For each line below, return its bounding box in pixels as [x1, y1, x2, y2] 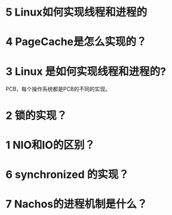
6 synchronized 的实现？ [5, 168, 130, 181]
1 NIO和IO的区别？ [5, 138, 95, 152]
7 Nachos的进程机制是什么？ [5, 198, 148, 211]
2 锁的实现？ [5, 109, 67, 122]
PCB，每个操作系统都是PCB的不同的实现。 [5, 85, 111, 93]
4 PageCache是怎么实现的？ [5, 35, 147, 48]
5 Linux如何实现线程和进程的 [5, 5, 148, 19]
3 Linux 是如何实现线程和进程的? [5, 64, 167, 78]
